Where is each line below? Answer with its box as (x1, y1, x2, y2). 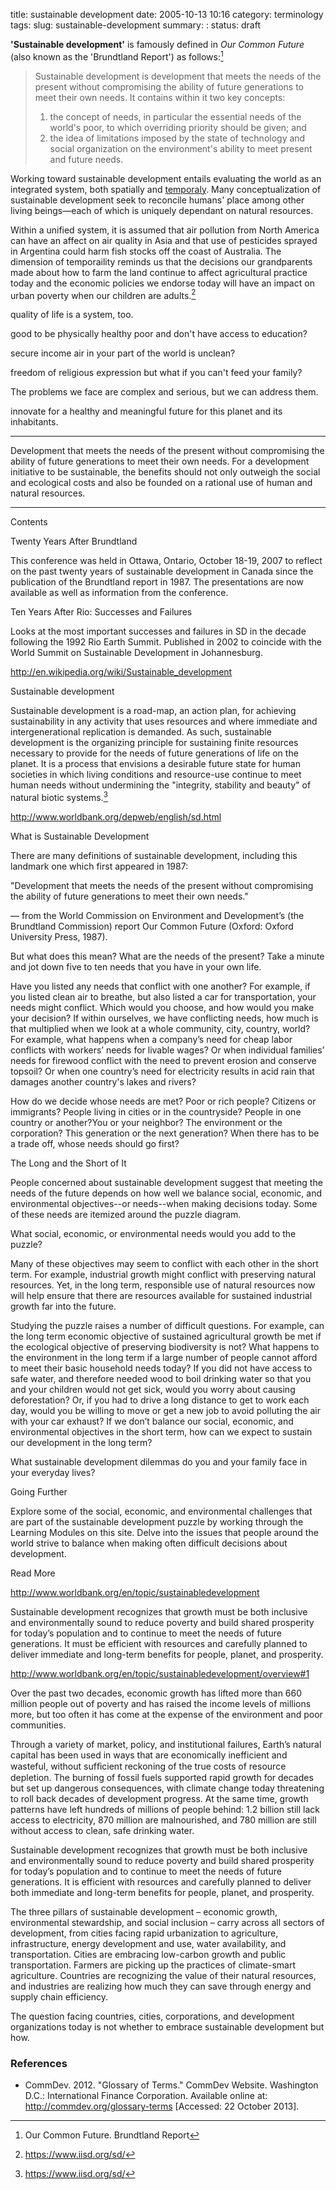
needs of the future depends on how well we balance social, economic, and (10, 1187, 323, 1199)
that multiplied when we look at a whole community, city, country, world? (10, 1022, 311, 1034)
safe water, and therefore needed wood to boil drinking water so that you (10, 1372, 312, 1384)
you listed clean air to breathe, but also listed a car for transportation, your (10, 990, 317, 1003)
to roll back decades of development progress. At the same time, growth (10, 1792, 309, 1804)
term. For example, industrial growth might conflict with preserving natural (10, 1268, 317, 1280)
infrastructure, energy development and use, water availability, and (10, 1937, 287, 1949)
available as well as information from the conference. (10, 587, 229, 599)
